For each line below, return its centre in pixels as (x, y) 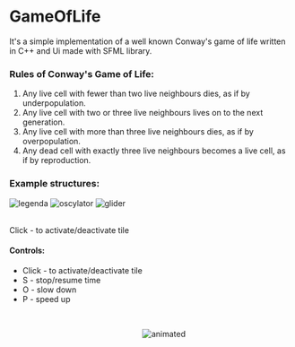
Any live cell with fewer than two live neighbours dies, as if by (136, 94)
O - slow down (49, 290)
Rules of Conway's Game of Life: (82, 74)
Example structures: (55, 184)
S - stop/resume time (61, 280)
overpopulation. (51, 142)
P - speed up (46, 299)
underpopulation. (54, 103)
